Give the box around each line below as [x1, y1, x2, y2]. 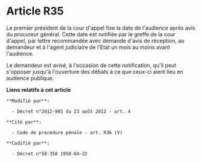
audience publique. [6, 74, 54, 82]
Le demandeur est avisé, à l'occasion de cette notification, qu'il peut [6, 62, 176, 69]
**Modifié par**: [6, 98, 50, 104]
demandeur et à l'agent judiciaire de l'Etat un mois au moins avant [6, 44, 170, 51]
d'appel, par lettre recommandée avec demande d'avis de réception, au [6, 37, 185, 44]
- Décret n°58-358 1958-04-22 [11, 151, 88, 157]
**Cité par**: [6, 119, 42, 125]
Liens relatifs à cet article [6, 86, 71, 93]
